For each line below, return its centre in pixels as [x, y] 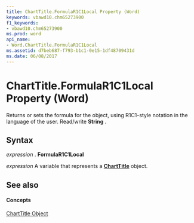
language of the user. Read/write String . [56, 121]
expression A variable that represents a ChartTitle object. [77, 166]
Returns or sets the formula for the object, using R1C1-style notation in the [97, 115]
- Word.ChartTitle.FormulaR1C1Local [52, 45]
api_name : [19, 39]
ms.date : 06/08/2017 [32, 56]
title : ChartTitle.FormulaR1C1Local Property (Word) [73, 12]
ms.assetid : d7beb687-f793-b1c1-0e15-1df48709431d [70, 51]
